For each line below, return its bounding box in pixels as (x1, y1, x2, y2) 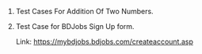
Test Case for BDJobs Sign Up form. (15, 22, 135, 31)
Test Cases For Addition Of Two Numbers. (15, 7, 154, 16)
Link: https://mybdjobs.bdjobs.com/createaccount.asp (15, 37, 194, 46)
